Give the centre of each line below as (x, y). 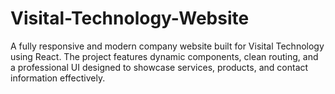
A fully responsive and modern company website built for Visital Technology (167, 46)
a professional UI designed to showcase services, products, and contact (159, 67)
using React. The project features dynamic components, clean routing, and (164, 56)
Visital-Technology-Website (130, 18)
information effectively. (58, 78)
